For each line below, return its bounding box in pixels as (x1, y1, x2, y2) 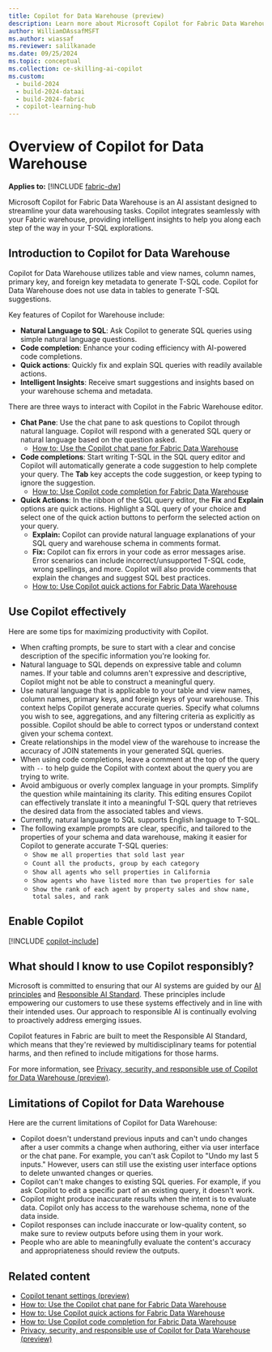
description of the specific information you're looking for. (19, 650, 210, 660)
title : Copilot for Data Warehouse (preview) (8, 11, 164, 20)
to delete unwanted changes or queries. (19, 1168, 154, 1178)
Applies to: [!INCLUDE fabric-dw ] (8, 182, 121, 192)
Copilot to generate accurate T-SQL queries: (19, 840, 168, 850)
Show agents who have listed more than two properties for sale (32, 876, 254, 885)
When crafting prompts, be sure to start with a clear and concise (19, 642, 236, 652)
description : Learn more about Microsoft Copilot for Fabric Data (8, 19, 237, 28)
